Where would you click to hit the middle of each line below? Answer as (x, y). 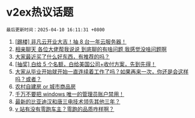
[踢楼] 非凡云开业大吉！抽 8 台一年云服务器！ (71, 41)
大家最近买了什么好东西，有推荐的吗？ (62, 56)
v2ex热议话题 (40, 12)
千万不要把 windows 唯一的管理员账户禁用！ (70, 94)
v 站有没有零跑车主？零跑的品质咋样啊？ (64, 109)
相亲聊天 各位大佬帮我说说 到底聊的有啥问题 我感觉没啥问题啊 (91, 49)
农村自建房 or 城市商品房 (45, 86)
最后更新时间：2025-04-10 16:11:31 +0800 (55, 30)
